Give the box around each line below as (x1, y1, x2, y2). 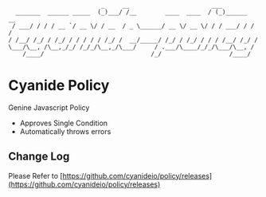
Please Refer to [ (8, 171, 63, 180)
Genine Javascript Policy (8, 102, 90, 112)
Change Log (8, 150, 70, 164)
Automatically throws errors (19, 126, 111, 136)
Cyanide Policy (8, 77, 110, 95)
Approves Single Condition (19, 118, 108, 128)
